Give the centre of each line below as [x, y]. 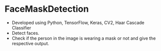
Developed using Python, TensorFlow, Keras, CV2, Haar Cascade [78, 23]
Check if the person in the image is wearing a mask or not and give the [84, 38]
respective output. [30, 43]
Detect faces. [25, 33]
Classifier [21, 27]
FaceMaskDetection [47, 9]
